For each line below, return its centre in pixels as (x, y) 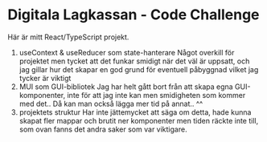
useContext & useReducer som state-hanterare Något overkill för (127, 52)
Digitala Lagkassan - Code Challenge (133, 15)
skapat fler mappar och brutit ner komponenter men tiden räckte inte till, (139, 120)
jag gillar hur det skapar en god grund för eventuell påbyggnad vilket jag (139, 69)
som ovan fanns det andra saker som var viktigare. (103, 129)
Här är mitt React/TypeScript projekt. (68, 37)
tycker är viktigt (45, 78)
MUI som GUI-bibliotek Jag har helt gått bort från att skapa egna (126, 87)
